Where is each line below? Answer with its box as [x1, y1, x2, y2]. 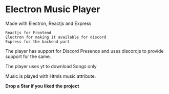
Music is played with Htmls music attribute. [5, 73, 96, 79]
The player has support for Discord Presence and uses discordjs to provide [5, 48, 164, 54]
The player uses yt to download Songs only [5, 63, 97, 69]
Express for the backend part [5, 39, 70, 44]
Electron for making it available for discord [5, 35, 107, 40]
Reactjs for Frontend [5, 30, 52, 35]
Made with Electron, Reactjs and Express [5, 20, 92, 26]
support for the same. [5, 53, 51, 59]
